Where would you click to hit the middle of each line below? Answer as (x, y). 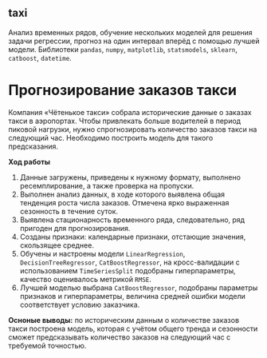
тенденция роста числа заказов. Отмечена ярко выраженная (124, 202)
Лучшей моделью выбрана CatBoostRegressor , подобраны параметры (139, 288)
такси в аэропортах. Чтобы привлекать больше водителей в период (125, 121)
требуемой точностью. (47, 345)
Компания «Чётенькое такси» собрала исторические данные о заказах (130, 112)
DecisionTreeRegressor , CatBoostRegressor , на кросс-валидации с (130, 262)
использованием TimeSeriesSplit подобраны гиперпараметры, (128, 270)
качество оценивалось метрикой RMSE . (85, 279)
